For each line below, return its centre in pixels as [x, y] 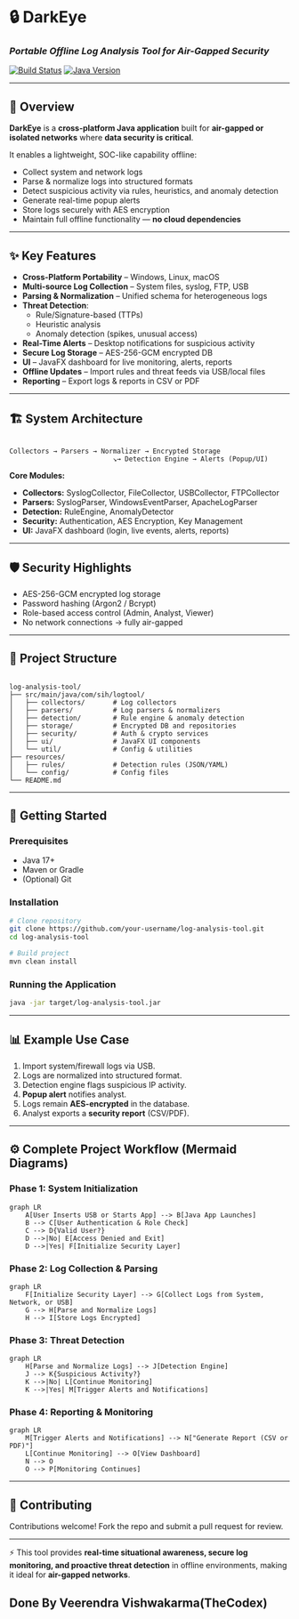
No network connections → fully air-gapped [102, 622]
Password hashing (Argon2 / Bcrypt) [89, 603]
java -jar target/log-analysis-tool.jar [85, 1003]
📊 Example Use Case [69, 1040]
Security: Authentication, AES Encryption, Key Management [132, 520]
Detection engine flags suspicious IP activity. [104, 1084]
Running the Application [63, 984]
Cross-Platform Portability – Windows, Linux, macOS [121, 278]
